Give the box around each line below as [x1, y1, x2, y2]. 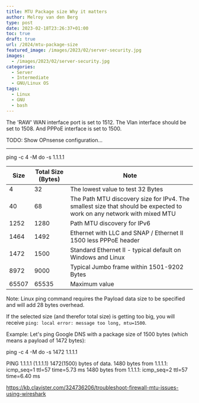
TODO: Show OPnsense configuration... [6, 136, 103, 143]
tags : [6, 86, 20, 92]
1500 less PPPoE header [70, 236, 140, 244]
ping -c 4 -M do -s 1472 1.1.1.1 [6, 348, 78, 356]
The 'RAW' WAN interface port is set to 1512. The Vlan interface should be [6, 119, 187, 126]
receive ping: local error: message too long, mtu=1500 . [6, 319, 147, 326]
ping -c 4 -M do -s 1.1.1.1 [6, 153, 65, 161]
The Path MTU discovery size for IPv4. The [70, 194, 190, 203]
